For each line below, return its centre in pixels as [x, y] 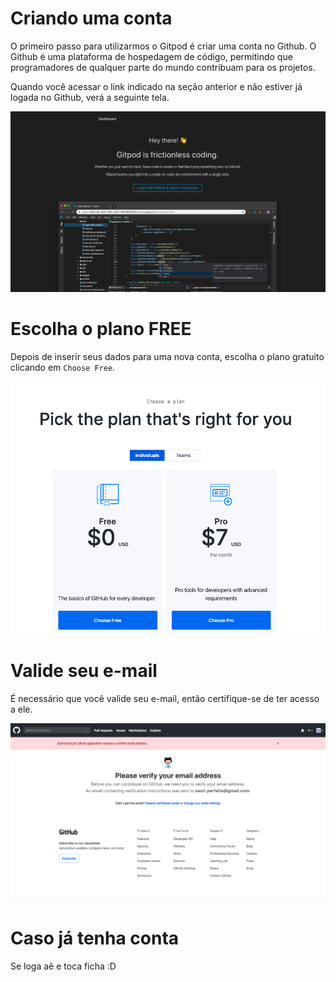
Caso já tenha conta [95, 938]
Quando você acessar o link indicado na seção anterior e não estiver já [156, 86]
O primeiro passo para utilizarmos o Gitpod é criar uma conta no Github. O [163, 46]
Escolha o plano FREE [101, 329]
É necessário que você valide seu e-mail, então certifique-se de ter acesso [165, 699]
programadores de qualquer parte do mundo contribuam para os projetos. [163, 67]
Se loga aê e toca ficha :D [63, 966]
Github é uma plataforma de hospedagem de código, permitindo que [151, 56]
